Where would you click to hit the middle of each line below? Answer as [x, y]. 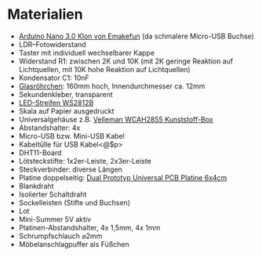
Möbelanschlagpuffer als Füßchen [74, 244]
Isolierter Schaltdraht [53, 194]
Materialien [45, 14]
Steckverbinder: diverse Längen [71, 169]
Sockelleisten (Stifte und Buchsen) [75, 202]
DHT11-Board [40, 152]
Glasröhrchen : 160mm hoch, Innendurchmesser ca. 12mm [112, 86]
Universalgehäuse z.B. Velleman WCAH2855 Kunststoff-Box [116, 119]
